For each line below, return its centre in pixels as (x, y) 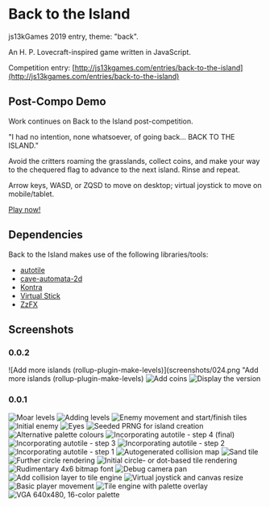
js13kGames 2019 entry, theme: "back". (73, 36)
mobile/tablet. (31, 194)
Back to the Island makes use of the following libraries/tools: (108, 254)
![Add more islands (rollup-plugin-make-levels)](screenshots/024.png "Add (133, 370)
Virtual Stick (40, 295)
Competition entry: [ (42, 67)
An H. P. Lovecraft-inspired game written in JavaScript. (100, 52)
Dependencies (46, 235)
